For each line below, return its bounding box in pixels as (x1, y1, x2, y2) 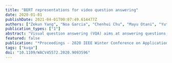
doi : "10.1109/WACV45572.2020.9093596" (5, 50, 91, 55)
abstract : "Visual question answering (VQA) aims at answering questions (5, 31, 166, 36)
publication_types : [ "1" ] (5, 26, 60, 31)
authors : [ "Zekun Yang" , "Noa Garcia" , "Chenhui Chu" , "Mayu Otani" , (5, 21, 157, 27)
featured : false (5, 36, 40, 41)
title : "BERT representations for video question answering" (5, 7, 139, 13)
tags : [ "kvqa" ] (5, 45, 38, 50)
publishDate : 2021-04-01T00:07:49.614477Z (5, 17, 97, 22)
